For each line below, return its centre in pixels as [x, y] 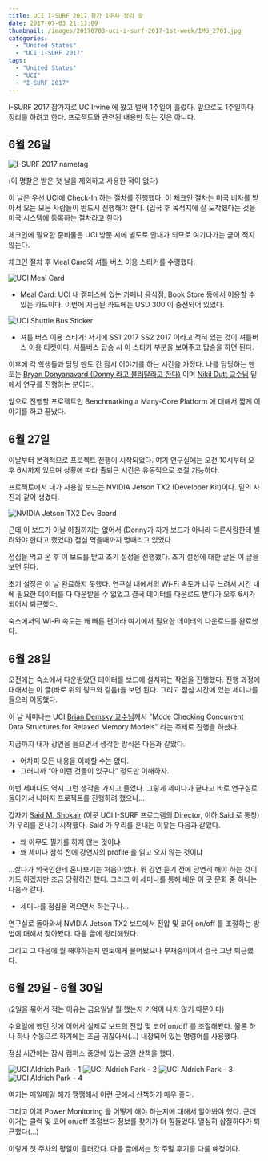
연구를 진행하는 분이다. [58, 384]
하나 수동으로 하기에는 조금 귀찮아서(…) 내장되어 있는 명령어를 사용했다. [128, 1036]
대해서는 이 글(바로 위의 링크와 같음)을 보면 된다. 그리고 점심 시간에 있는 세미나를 [133, 689]
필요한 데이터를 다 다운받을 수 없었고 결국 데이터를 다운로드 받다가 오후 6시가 [136, 594]
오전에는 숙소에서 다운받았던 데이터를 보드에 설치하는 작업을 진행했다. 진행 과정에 [134, 680]
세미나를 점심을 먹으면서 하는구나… [74, 906]
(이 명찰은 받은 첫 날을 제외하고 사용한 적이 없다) [83, 181]
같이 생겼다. [41, 497]
